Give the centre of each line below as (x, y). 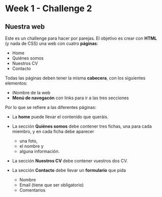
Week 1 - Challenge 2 (49, 9)
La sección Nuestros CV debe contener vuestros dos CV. (70, 161)
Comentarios (32, 190)
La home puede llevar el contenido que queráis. (60, 117)
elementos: (16, 83)
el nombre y (31, 146)
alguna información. (40, 151)
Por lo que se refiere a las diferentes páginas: (51, 107)
